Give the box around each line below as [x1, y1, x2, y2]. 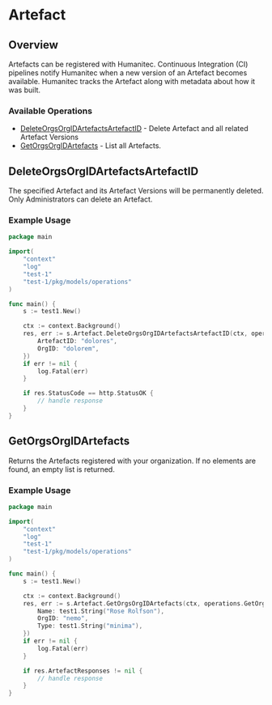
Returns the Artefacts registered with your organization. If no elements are [8, 456, 257, 465]
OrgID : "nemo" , [37, 614, 89, 622]
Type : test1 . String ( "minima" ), [37, 622, 143, 631]
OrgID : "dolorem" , [37, 344, 100, 353]
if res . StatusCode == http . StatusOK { [23, 389, 154, 397]
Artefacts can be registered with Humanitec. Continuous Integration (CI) [8, 59, 249, 69]
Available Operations [8, 105, 93, 117]
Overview [8, 38, 59, 52]
